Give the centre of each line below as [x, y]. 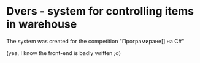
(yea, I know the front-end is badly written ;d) [64, 53]
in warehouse [42, 24]
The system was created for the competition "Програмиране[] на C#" [95, 41]
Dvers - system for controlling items [100, 11]
